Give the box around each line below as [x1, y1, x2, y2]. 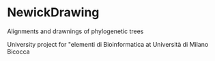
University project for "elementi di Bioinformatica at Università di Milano [7, 40, 209, 48]
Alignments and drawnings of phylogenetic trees [7, 27, 144, 35]
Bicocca [7, 47, 30, 56]
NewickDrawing [7, 5, 100, 20]
